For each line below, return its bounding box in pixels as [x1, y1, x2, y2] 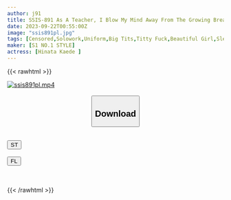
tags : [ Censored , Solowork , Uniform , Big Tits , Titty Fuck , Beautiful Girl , [7, 36, 217, 43]
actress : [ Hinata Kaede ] [7, 49, 81, 56]
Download [95, 108, 136, 119]
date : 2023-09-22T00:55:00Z [7, 23, 88, 30]
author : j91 [7, 10, 41, 17]
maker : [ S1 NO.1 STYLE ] [7, 42, 76, 49]
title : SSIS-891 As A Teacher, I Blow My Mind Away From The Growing [7, 16, 211, 23]
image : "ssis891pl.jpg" [7, 29, 76, 36]
